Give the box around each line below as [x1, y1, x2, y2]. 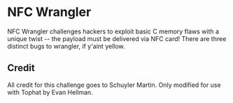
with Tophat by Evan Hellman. [7, 88, 93, 96]
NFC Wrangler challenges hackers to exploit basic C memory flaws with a [7, 27, 219, 35]
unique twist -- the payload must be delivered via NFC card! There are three [7, 34, 227, 42]
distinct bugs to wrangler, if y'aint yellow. [7, 42, 125, 50]
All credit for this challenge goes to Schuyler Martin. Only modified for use [7, 81, 222, 89]
